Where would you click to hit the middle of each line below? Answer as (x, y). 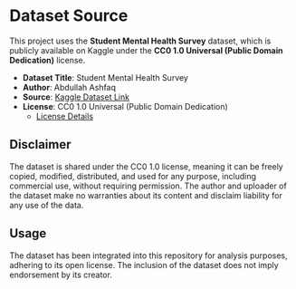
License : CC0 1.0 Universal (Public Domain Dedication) (125, 106)
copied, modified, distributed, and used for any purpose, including (133, 176)
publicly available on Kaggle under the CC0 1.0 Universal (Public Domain (146, 50)
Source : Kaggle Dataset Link (76, 97)
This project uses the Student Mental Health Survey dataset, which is (140, 41)
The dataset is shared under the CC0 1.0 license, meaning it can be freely (146, 166)
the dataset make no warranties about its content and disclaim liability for (146, 195)
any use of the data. (47, 205)
